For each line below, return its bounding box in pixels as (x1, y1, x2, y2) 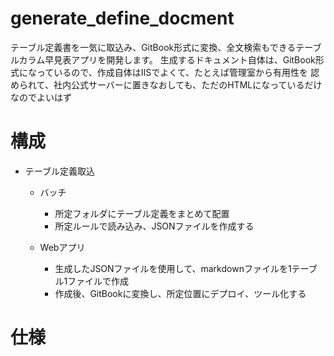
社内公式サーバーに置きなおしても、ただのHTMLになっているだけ (53, 78, 323, 91)
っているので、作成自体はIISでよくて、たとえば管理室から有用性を (36, 66, 309, 78)
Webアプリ (39, 241, 86, 253)
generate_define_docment (10, 7, 235, 30)
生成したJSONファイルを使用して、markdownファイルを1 (54, 262, 292, 274)
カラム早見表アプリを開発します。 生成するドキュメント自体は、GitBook (18, 53, 316, 66)
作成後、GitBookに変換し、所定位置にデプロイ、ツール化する (54, 287, 307, 299)
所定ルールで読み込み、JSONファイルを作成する (54, 220, 255, 232)
